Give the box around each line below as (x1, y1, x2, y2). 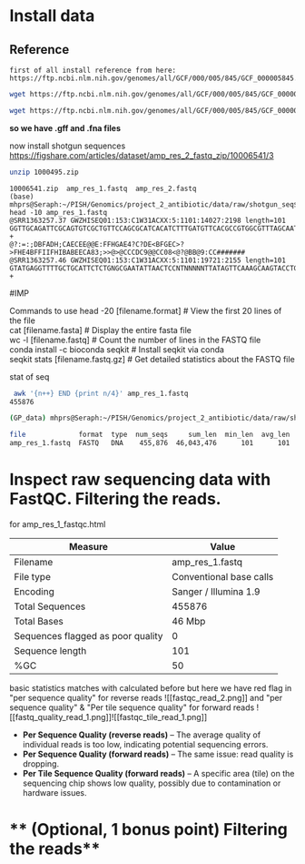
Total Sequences (14, 600, 86, 613)
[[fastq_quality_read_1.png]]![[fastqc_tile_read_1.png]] (9, 711, 208, 722)
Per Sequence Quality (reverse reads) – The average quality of (22, 729, 261, 740)
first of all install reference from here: (9, 66, 177, 75)
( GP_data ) (9, 413, 47, 423)
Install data (9, 5, 95, 26)
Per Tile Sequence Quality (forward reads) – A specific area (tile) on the (22, 767, 295, 778)
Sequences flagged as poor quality (14, 629, 163, 642)
